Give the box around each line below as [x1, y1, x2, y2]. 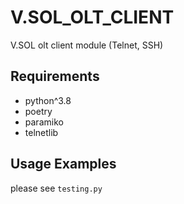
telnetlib [24, 126, 59, 138]
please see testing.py [10, 182, 103, 194]
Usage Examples [10, 156, 117, 173]
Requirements [10, 68, 100, 85]
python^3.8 [24, 94, 72, 106]
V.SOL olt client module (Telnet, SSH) [10, 39, 164, 51]
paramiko [24, 116, 64, 128]
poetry [24, 105, 53, 117]
